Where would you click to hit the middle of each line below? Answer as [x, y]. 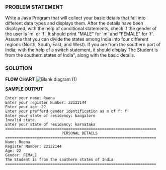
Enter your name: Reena [30, 98]
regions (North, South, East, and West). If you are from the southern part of [83, 45]
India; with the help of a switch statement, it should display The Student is [82, 50]
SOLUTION [19, 68]
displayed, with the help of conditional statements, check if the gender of [81, 29]
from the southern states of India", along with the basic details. [70, 55]
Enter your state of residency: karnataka [50, 124]
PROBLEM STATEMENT [34, 7]
